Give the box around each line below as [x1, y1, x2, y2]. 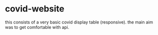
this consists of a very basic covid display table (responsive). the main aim [5, 19, 153, 25]
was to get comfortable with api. [5, 24, 70, 30]
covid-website [5, 3, 64, 14]
